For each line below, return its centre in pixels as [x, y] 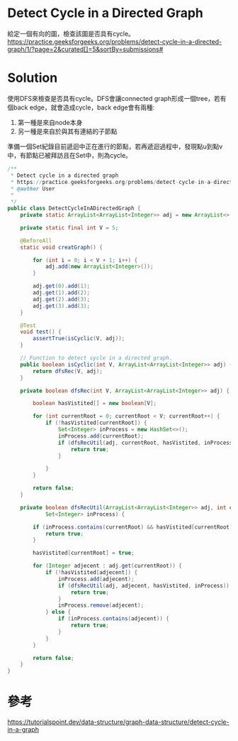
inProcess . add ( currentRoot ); [101, 436]
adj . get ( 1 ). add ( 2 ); [62, 293]
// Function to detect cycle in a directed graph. [96, 358]
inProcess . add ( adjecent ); [96, 579]
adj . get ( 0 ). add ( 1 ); [62, 286]
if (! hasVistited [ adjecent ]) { [91, 573]
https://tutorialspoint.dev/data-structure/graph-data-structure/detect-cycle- [118, 722]
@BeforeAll [36, 240]
